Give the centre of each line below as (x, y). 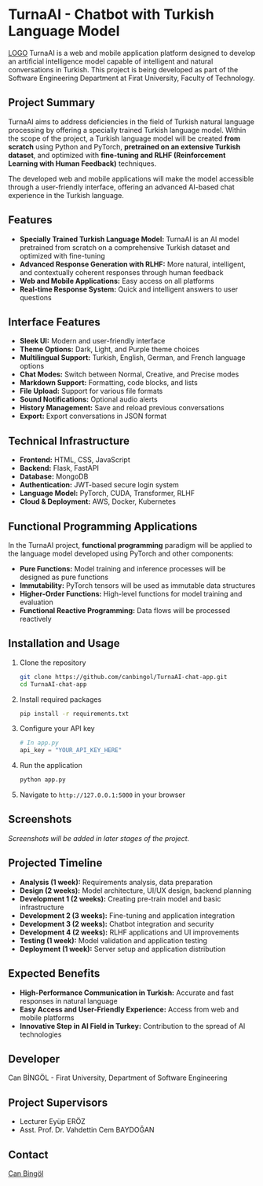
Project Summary (52, 103)
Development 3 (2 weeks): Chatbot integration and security (117, 923)
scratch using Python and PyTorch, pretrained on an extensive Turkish (124, 146)
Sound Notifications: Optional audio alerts (89, 399)
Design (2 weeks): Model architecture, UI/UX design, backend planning (135, 890)
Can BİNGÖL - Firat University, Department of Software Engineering (118, 1078)
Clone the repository (53, 663)
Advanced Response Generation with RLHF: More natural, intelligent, (132, 264)
